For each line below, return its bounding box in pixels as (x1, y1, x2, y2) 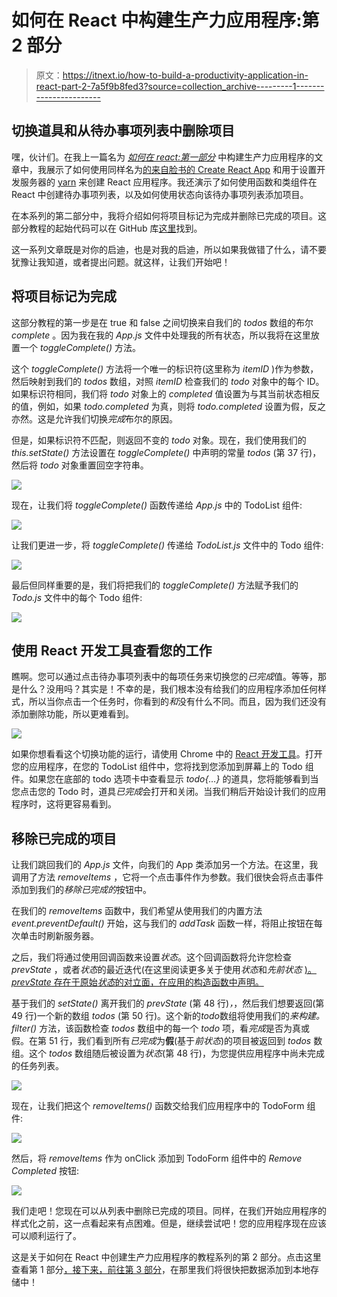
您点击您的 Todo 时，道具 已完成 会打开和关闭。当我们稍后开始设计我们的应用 (11, 786, 327, 798)
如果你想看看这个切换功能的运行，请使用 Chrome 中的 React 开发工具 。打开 (11, 748, 323, 760)
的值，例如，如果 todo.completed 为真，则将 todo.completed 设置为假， (11, 400, 309, 412)
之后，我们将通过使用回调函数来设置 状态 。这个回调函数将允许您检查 (11, 951, 292, 963)
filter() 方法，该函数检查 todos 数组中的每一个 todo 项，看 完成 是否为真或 (11, 1022, 310, 1035)
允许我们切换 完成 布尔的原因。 (54, 412, 178, 425)
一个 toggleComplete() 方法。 (19, 341, 141, 353)
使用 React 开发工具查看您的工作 (11, 642, 213, 659)
